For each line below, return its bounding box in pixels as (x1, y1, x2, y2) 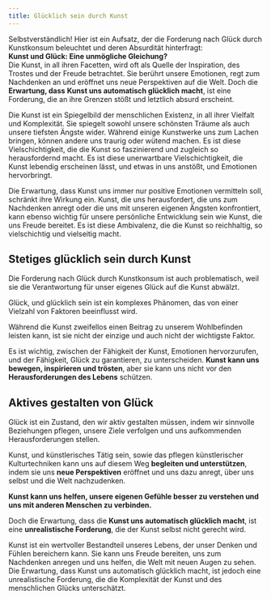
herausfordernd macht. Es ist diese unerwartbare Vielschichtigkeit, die (8, 153, 243, 163)
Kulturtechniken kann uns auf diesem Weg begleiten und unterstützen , (8, 459, 248, 469)
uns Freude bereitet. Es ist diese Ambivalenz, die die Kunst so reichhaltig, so (8, 220, 263, 230)
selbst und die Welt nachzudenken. (8, 476, 126, 486)
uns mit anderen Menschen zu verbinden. (8, 500, 152, 510)
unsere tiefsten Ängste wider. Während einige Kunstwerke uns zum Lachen (8, 127, 259, 137)
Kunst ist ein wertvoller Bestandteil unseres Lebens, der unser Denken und (8, 540, 257, 550)
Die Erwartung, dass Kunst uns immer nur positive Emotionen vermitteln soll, (8, 185, 264, 195)
